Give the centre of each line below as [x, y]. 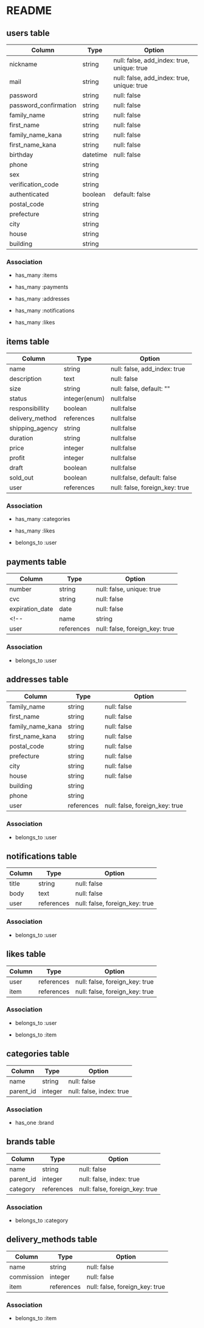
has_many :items [36, 275]
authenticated [29, 194]
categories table [38, 1054]
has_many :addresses [42, 299]
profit [17, 458]
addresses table [37, 679]
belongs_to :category [42, 1220]
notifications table [42, 857]
